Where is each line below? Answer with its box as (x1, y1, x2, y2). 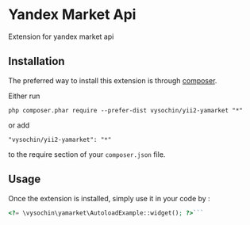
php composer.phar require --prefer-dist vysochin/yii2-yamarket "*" (8, 106, 244, 114)
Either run (8, 91, 40, 101)
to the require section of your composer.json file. (8, 149, 166, 159)
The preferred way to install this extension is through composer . (8, 75, 217, 85)
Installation (8, 55, 65, 68)
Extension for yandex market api (8, 32, 114, 41)
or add (8, 120, 30, 130)
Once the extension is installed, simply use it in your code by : (8, 193, 210, 203)
